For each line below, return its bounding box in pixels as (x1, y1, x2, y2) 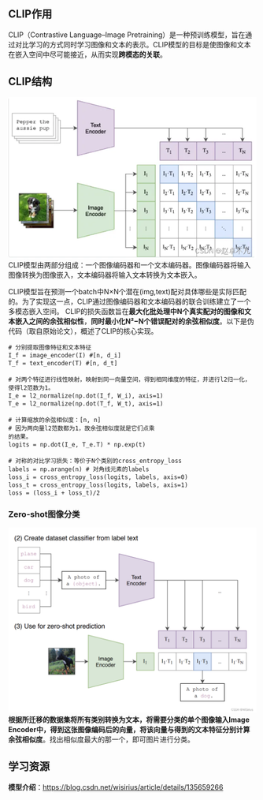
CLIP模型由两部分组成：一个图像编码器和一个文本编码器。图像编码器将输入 (8, 260, 251, 270)
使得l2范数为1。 (8, 383, 54, 392)
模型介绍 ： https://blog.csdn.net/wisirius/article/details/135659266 (8, 782, 224, 791)
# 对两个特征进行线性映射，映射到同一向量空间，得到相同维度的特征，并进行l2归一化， (8, 376, 251, 383)
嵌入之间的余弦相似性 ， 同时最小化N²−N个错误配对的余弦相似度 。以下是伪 (14, 316, 254, 326)
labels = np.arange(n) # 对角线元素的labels (8, 465, 150, 473)
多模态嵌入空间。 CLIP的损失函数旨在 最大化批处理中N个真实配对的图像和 (8, 306, 245, 316)
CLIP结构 (8, 75, 53, 88)
